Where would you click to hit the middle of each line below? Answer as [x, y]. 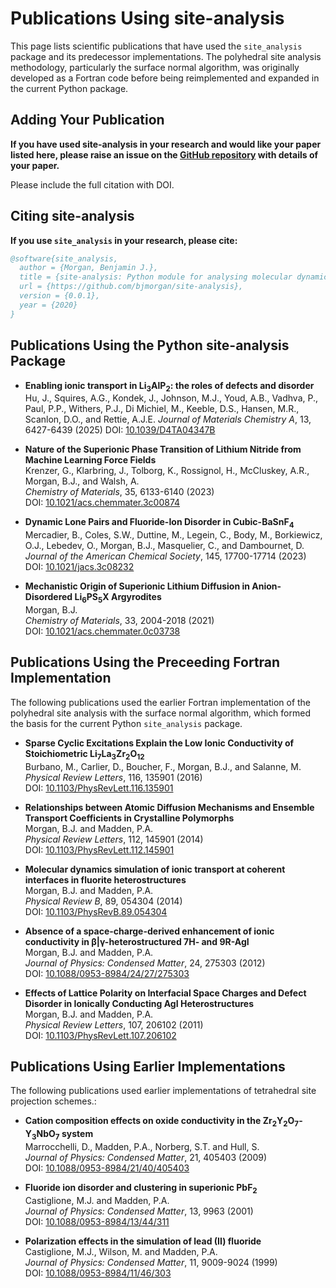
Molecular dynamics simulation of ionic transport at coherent [155, 869]
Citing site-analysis [72, 216]
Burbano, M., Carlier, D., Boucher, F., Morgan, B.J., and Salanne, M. [163, 766]
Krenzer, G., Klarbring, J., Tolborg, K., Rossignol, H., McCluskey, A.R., [167, 471]
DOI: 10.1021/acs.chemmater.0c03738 [102, 631]
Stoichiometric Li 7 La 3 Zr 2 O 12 [84, 754]
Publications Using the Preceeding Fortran [145, 662]
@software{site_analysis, [64, 258]
